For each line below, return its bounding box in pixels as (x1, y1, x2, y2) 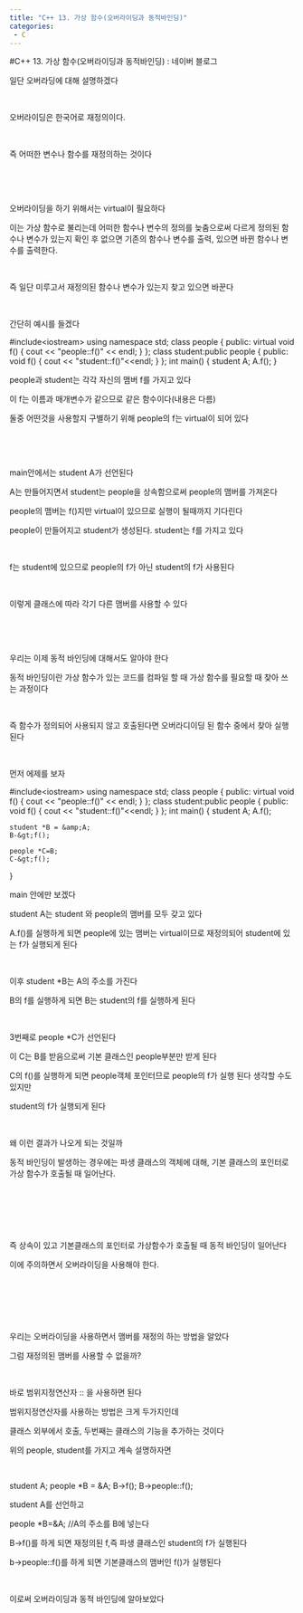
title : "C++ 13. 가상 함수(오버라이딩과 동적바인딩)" (9, 13, 188, 23)
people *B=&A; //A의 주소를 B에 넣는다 (9, 1518, 149, 1530)
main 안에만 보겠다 (9, 889, 76, 901)
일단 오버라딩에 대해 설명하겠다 (9, 75, 119, 86)
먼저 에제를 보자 (9, 768, 66, 779)
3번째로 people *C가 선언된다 (9, 1032, 117, 1043)
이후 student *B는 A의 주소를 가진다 (9, 976, 138, 987)
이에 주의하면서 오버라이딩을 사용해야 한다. (9, 1259, 160, 1270)
